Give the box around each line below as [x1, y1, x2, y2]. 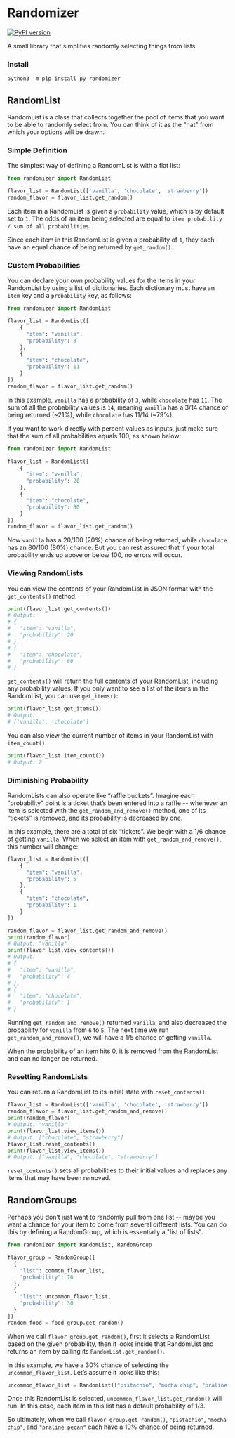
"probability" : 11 [25, 363, 80, 370]
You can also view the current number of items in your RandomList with [7, 731, 214, 739]
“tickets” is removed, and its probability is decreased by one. [7, 813, 183, 822]
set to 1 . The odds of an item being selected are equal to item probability [7, 214, 222, 223]
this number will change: [7, 842, 79, 851]
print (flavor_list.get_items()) [7, 705, 102, 712]
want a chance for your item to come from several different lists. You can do [7, 1220, 227, 1229]
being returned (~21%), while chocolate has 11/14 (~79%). [7, 410, 174, 419]
